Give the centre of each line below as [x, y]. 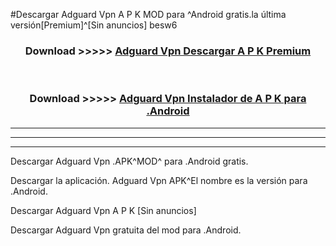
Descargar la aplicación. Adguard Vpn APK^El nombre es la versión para [159, 180]
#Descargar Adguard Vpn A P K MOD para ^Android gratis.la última [148, 14]
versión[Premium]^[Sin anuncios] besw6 [94, 25]
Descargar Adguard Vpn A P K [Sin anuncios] [103, 210]
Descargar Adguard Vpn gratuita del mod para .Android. [126, 230]
